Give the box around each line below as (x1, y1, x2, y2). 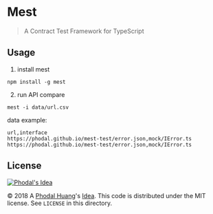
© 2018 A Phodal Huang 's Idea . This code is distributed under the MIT (7, 191, 206, 200)
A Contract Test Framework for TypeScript (23, 27, 144, 35)
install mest (16, 65, 50, 73)
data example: (7, 116, 47, 124)
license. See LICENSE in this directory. (7, 199, 112, 207)
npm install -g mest (7, 78, 67, 85)
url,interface (7, 129, 48, 136)
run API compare (16, 90, 65, 98)
